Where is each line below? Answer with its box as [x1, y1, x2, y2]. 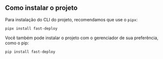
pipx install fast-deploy [5, 26, 57, 31]
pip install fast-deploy [5, 49, 55, 54]
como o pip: [5, 40, 29, 45]
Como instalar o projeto [5, 4, 78, 12]
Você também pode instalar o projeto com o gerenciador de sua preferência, [5, 35, 159, 41]
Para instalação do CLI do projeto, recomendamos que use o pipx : [5, 16, 138, 22]
